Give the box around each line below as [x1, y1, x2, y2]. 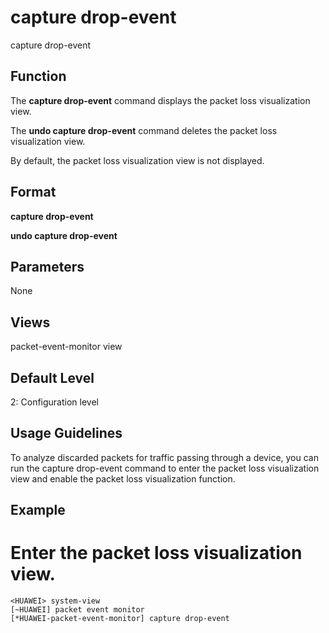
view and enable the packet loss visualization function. [10, 472, 236, 485]
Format [10, 184, 57, 201]
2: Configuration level [10, 396, 99, 408]
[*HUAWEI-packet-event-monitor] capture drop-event [10, 614, 230, 624]
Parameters [10, 258, 85, 275]
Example [10, 502, 66, 519]
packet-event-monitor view [10, 341, 123, 353]
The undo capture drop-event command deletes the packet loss [10, 124, 278, 136]
